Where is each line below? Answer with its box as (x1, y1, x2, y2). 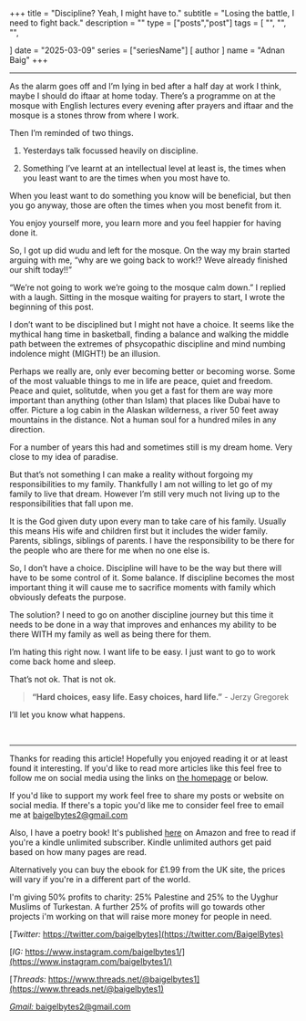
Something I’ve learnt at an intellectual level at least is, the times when (22, 163, 287, 173)
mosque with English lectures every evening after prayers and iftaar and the (9, 100, 294, 110)
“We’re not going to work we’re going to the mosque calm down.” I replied (9, 282, 287, 293)
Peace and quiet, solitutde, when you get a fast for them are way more (9, 385, 273, 396)
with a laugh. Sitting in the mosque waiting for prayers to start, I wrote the (9, 292, 285, 302)
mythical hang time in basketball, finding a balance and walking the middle (9, 328, 290, 339)
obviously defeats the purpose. (9, 592, 127, 602)
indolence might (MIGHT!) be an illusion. (9, 349, 161, 359)
